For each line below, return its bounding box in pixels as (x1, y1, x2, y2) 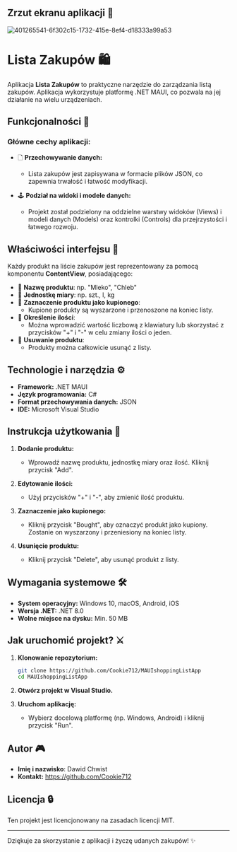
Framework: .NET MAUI (17, 383, 88, 391)
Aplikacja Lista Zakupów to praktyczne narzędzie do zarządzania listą (7, 80, 212, 88)
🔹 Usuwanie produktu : (17, 336, 85, 344)
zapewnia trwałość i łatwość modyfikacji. (28, 177, 148, 186)
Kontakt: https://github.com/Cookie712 (17, 772, 132, 781)
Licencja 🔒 (7, 793, 54, 806)
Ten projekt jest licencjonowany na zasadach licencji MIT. (7, 816, 175, 824)
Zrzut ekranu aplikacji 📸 (7, 7, 114, 19)
